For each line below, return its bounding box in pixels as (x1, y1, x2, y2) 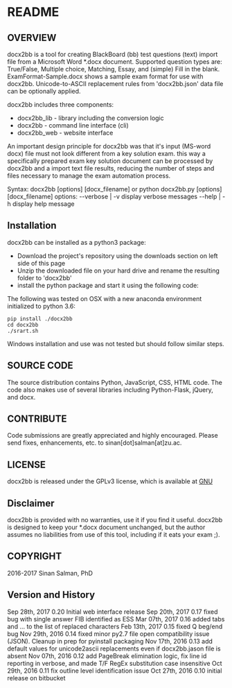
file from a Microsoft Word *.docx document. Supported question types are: (7, 58, 223, 66)
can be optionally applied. (7, 87, 81, 95)
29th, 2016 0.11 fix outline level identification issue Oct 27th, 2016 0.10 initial (7, 666, 222, 675)
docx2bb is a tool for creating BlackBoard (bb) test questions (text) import (7, 50, 218, 58)
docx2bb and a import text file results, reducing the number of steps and (7, 164, 215, 172)
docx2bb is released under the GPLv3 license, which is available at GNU (7, 477, 213, 485)
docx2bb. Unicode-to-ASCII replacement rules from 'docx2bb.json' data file (7, 80, 224, 87)
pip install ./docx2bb (7, 315, 73, 322)
